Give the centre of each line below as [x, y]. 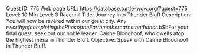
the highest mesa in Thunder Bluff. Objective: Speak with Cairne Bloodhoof [97, 40]
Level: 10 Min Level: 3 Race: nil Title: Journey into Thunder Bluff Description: [99, 15]
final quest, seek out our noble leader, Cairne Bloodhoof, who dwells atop [95, 33]
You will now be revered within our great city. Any [66, 21]
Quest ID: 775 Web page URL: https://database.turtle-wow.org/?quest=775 [97, 9]
